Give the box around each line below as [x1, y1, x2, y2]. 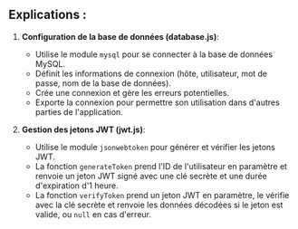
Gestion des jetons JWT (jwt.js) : [21, 124, 146, 135]
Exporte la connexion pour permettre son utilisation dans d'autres [34, 97, 280, 108]
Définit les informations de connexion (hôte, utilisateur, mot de [34, 68, 268, 79]
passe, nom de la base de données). [34, 77, 171, 89]
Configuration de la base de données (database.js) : [21, 31, 219, 42]
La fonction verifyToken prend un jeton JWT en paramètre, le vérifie [34, 189, 290, 200]
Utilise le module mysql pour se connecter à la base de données [34, 49, 274, 60]
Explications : [8, 7, 87, 23]
